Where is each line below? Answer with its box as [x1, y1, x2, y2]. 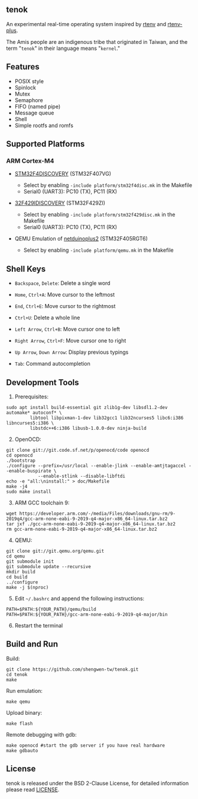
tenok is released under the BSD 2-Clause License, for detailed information [6, 779, 189, 787]
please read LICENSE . [6, 786, 60, 793]
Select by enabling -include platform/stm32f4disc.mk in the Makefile [23, 182, 193, 189]
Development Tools [6, 377, 79, 388]
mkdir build [6, 569, 35, 575]
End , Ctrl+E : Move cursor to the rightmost [14, 303, 116, 310]
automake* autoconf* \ [6, 410, 62, 416]
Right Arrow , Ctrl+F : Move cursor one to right [14, 337, 126, 344]
